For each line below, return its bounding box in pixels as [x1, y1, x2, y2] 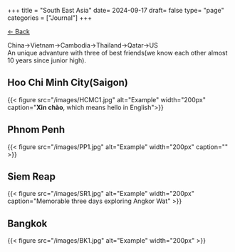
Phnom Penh [7, 124, 66, 136]
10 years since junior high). [7, 56, 87, 65]
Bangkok [7, 217, 48, 229]
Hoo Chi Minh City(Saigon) [7, 77, 128, 89]
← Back [7, 28, 30, 35]
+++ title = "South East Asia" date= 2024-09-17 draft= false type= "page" [7, 6, 224, 14]
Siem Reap [7, 170, 56, 183]
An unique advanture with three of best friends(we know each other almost [7, 49, 228, 57]
